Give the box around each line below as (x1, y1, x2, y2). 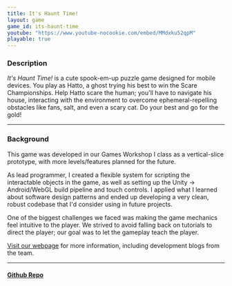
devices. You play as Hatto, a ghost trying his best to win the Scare (7, 81, 198, 90)
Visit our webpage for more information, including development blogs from (7, 241, 220, 249)
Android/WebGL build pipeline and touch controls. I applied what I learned (7, 185, 217, 194)
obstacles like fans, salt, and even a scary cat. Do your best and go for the (7, 103, 219, 112)
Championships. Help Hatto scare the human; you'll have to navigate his (7, 89, 212, 97)
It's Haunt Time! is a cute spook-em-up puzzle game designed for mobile (7, 74, 216, 83)
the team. (7, 249, 35, 257)
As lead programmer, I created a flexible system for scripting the (7, 170, 191, 179)
